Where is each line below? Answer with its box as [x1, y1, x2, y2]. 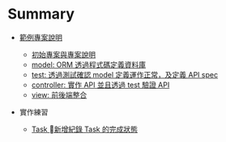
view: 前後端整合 [31, 90, 87, 99]
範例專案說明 [19, 32, 62, 42]
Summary [7, 5, 75, 23]
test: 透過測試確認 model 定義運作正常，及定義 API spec [31, 69, 219, 79]
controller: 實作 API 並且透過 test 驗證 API [31, 80, 170, 90]
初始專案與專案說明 [31, 49, 96, 59]
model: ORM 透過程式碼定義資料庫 [31, 60, 147, 69]
